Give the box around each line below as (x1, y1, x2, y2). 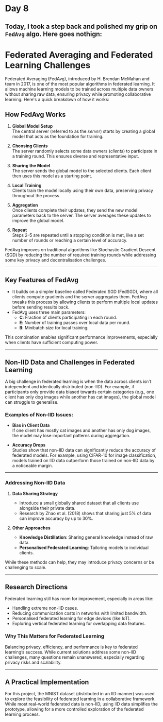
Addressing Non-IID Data (5, 480, 65, 486)
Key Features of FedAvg (5, 275, 79, 284)
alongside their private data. (19, 505, 76, 511)
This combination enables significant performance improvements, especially (5, 334, 158, 340)
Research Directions (5, 583, 68, 591)
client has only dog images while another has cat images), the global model (5, 394, 156, 400)
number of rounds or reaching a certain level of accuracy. (12, 238, 128, 243)
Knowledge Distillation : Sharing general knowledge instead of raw (19, 534, 153, 540)
